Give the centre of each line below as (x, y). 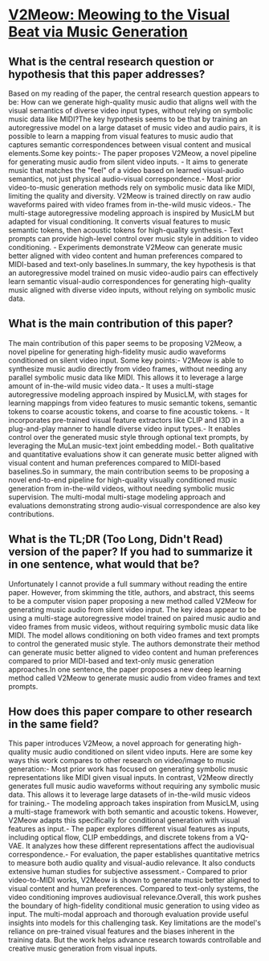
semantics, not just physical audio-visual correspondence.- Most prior (124, 179)
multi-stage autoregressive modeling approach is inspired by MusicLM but (131, 213)
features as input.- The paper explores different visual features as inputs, (129, 829)
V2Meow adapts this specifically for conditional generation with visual (124, 820)
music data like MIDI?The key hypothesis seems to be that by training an (128, 119)
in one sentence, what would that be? (104, 565)
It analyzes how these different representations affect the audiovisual (140, 846)
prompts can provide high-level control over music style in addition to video (133, 238)
